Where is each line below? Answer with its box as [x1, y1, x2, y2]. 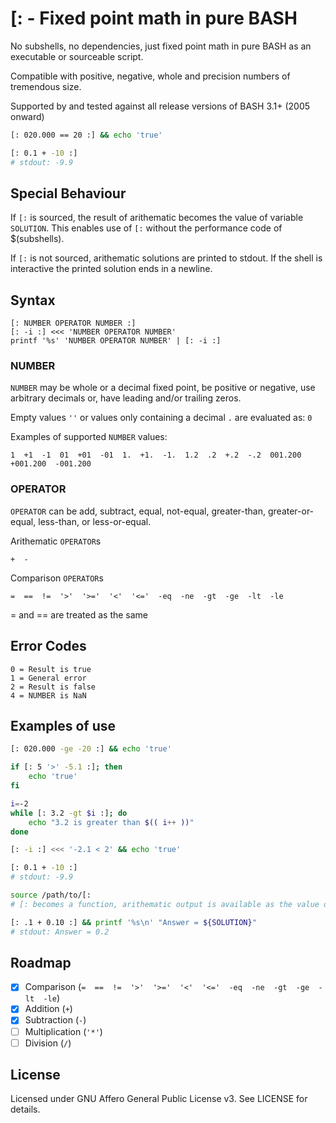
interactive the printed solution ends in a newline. [10, 263, 213, 275]
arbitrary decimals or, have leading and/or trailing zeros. [10, 392, 242, 404]
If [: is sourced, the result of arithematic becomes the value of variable [10, 212, 304, 224]
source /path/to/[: [10, 890, 92, 901]
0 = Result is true [10, 664, 92, 674]
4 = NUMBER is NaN [10, 690, 87, 701]
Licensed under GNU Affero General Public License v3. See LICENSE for [10, 1093, 308, 1105]
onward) [10, 110, 45, 122]
